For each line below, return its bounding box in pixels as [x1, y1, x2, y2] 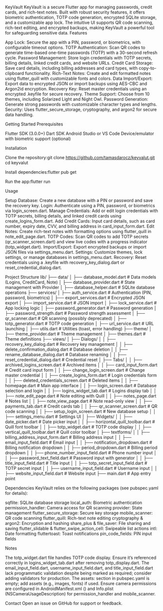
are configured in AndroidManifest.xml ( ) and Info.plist [5, 586, 114, 592]
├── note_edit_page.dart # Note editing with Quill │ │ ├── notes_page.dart [5, 393, 157, 398]
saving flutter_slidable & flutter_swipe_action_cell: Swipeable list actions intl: [5, 525, 158, 531]
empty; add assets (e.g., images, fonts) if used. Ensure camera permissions [5, 581, 157, 586]
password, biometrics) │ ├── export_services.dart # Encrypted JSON [5, 295, 145, 301]
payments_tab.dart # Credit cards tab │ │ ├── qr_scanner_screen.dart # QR [5, 403, 158, 409]
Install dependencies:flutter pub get [5, 169, 77, 175]
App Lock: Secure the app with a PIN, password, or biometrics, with [5, 39, 141, 45]
